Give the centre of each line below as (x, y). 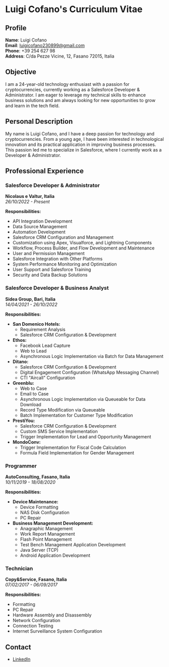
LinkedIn (21, 659)
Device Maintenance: (35, 501)
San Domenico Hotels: (36, 324)
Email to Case (34, 394)
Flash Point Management (46, 539)
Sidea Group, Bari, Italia (30, 299)
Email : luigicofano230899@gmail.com (45, 45)
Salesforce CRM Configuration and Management (63, 237)
